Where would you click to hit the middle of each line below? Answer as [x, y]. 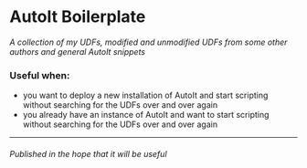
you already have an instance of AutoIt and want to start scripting [146, 115]
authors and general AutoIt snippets [78, 51]
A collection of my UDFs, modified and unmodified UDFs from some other [148, 42]
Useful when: [40, 75]
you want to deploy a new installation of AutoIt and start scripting [145, 95]
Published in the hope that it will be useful [88, 153]
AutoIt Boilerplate [78, 17]
